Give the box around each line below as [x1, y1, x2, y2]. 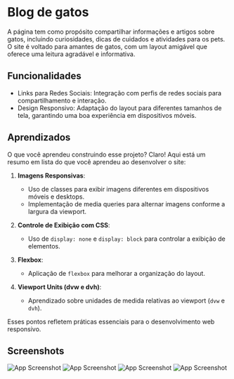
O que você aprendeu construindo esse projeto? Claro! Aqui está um [7, 150, 206, 159]
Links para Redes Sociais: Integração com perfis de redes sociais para [17, 88, 222, 97]
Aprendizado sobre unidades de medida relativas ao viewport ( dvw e [27, 296, 226, 305]
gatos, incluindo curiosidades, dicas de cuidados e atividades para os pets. [7, 34, 226, 43]
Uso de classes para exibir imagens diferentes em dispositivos [27, 185, 209, 193]
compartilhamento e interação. [17, 96, 107, 105]
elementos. [27, 241, 61, 250]
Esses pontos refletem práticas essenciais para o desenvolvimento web [7, 317, 215, 326]
